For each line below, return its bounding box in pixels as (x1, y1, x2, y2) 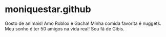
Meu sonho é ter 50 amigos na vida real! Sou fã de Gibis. (5, 25, 125, 31)
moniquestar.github (5, 4, 91, 15)
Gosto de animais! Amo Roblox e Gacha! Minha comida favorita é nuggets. (5, 20, 162, 26)
